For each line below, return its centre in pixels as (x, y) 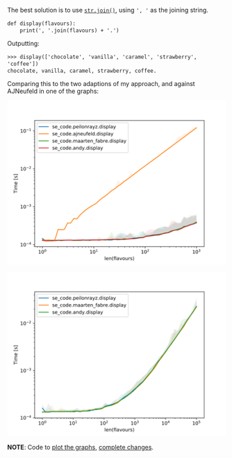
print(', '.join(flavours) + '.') (69, 31)
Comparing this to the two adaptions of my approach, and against (101, 84)
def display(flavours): (42, 24)
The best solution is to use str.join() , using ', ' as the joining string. (108, 10)
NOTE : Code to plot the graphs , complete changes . (81, 447)
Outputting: (23, 43)
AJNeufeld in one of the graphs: (53, 91)
